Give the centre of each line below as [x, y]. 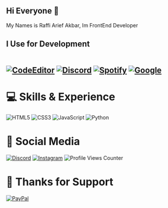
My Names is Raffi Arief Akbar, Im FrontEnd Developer [72, 25]
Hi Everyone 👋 [33, 11]
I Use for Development [48, 44]
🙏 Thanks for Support [60, 182]
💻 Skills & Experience [61, 97]
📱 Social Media [43, 142]
